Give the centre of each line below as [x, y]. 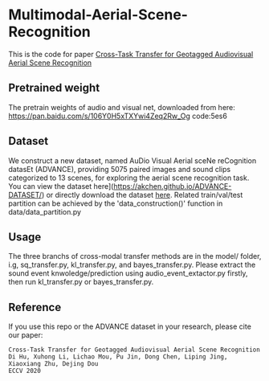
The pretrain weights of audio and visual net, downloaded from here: [122, 107]
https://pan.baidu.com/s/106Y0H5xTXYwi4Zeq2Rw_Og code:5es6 [118, 116]
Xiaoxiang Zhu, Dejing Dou [53, 364]
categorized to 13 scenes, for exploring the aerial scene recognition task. [129, 178]
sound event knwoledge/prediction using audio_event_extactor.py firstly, [128, 273]
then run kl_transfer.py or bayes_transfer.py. [81, 282]
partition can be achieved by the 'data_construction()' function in [116, 203]
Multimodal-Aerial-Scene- [98, 15]
